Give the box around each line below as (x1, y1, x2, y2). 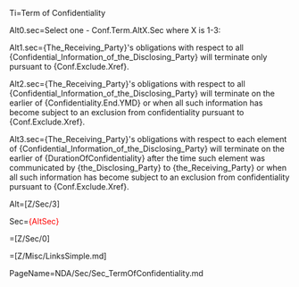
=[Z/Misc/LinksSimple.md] (9, 250, 107, 261)
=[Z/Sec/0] (9, 233, 51, 244)
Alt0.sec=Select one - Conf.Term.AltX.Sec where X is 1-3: (9, 25, 221, 35)
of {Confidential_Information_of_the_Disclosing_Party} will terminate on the (9, 143, 286, 154)
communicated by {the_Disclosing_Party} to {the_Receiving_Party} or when (9, 163, 287, 173)
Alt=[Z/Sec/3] (9, 198, 60, 209)
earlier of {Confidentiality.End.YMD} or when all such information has (9, 97, 263, 108)
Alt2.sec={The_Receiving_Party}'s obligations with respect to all (9, 79, 245, 89)
